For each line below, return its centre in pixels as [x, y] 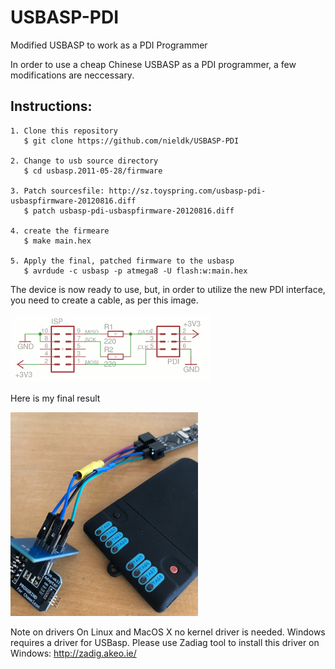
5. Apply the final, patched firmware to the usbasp [122, 261]
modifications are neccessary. [72, 75]
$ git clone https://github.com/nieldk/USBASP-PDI [131, 141]
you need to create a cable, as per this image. [104, 300]
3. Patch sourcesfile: [57, 191]
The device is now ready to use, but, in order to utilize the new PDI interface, [168, 289]
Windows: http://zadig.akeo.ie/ [73, 653]
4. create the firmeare [60, 231]
